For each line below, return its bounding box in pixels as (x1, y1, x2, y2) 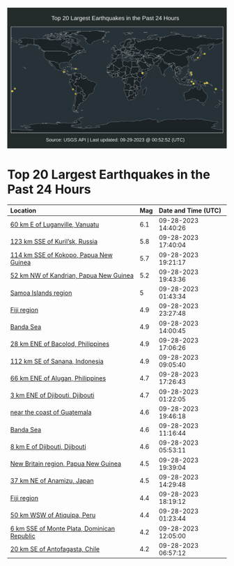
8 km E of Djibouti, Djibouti (10, 442, 86, 450)
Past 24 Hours (7, 181, 91, 197)
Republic (10, 531, 36, 540)
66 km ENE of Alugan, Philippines (10, 374, 107, 382)
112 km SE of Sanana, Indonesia (10, 357, 104, 365)
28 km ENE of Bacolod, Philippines (10, 339, 110, 349)
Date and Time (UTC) (159, 206, 221, 215)
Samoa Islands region (10, 289, 72, 297)
